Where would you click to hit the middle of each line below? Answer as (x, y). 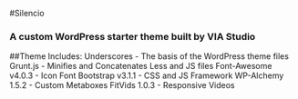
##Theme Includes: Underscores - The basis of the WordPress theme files (149, 56)
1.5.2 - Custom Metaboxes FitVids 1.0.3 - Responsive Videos (122, 85)
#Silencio (27, 13)
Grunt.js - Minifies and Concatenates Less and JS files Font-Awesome (141, 66)
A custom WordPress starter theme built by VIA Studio (133, 36)
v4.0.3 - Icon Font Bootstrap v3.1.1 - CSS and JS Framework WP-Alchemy (147, 75)
